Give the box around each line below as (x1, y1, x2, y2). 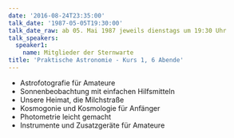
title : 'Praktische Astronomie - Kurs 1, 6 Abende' (8, 57, 184, 65)
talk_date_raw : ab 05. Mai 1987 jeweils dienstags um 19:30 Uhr (8, 26, 227, 34)
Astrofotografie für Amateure (19, 77, 116, 88)
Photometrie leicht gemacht (19, 112, 112, 121)
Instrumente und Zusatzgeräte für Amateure (19, 120, 165, 130)
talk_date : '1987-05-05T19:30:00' (8, 19, 124, 27)
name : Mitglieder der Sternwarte (22, 49, 134, 57)
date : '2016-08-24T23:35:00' (8, 11, 105, 20)
